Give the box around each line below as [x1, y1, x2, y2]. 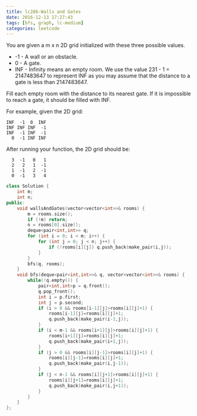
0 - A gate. [14, 60, 42, 67]
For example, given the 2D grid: [6, 108, 83, 115]
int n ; [17, 194, 33, 200]
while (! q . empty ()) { [27, 278, 79, 284]
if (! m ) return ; [27, 216, 68, 222]
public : [6, 200, 26, 206]
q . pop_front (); [37, 288, 76, 294]
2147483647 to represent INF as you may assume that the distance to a [14, 72, 190, 79]
